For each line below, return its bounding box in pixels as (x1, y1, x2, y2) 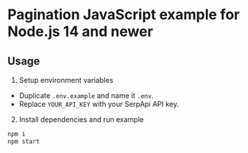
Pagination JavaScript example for (7, 6, 240, 24)
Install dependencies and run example (18, 115, 145, 124)
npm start (7, 137, 41, 145)
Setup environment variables (18, 76, 114, 84)
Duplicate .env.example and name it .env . (18, 91, 154, 100)
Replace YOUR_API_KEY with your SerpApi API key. (18, 100, 180, 108)
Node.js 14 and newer (7, 22, 153, 41)
